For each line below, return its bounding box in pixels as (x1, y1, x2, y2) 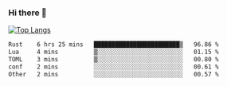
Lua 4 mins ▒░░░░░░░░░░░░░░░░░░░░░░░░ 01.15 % (8, 48, 219, 57)
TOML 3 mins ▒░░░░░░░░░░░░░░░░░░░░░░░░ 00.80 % (8, 56, 219, 64)
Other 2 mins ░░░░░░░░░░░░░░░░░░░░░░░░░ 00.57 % (8, 70, 219, 78)
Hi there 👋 (8, 7, 48, 18)
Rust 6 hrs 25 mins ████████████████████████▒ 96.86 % (8, 41, 219, 49)
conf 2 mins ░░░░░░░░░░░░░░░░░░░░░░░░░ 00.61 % (8, 63, 219, 71)
